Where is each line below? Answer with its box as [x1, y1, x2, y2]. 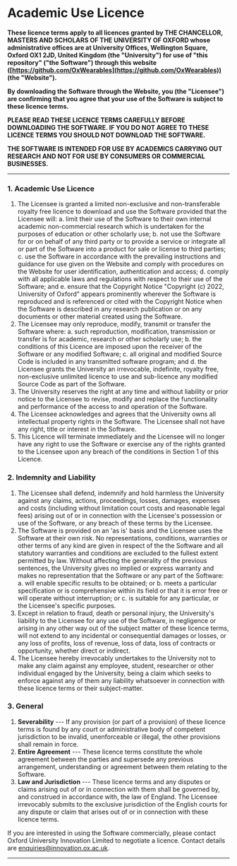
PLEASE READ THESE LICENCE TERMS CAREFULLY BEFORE [7, 115, 186, 124]
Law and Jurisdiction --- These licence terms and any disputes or [17, 777, 211, 785]
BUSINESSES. [7, 159, 49, 167]
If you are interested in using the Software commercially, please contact [7, 829, 217, 837]
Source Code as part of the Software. [17, 380, 127, 388]
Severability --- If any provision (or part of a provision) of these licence [17, 717, 226, 725]
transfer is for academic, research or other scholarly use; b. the [17, 335, 202, 343]
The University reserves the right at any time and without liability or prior [17, 387, 229, 396]
